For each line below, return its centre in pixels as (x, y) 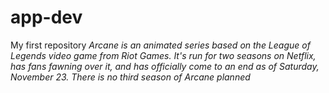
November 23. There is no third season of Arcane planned (130, 77)
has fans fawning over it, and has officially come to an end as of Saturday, (165, 66)
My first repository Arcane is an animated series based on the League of (160, 45)
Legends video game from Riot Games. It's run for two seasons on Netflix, (163, 55)
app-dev (46, 17)
